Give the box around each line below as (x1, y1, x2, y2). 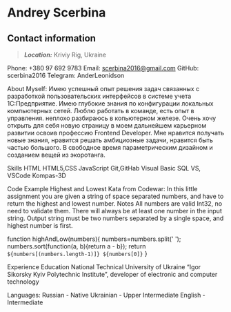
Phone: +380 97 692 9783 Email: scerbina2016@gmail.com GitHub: (7, 64, 199, 72)
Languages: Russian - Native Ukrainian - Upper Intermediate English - (7, 291, 205, 299)
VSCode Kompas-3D (7, 171, 67, 179)
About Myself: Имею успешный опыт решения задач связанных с (7, 85, 200, 92)
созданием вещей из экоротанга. (7, 150, 106, 159)
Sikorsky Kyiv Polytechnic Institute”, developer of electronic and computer (7, 271, 218, 278)
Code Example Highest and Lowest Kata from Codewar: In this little (7, 185, 198, 193)
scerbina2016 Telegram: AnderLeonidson (7, 71, 125, 79)
